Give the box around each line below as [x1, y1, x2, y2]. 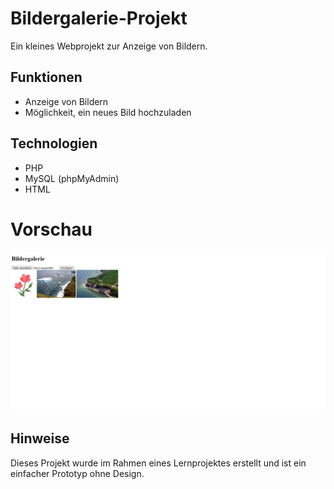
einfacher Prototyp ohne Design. [10, 467, 145, 479]
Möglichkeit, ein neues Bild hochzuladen [24, 106, 192, 118]
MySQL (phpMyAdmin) [24, 172, 120, 184]
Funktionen [10, 69, 83, 86]
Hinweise [10, 430, 70, 447]
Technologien [10, 135, 98, 152]
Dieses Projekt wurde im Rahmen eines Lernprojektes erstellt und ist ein [10, 457, 307, 469]
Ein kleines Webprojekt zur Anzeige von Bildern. [10, 40, 208, 52]
